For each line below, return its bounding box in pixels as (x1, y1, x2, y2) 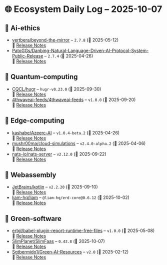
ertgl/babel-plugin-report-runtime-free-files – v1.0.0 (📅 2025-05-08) (11, 227, 155, 233)
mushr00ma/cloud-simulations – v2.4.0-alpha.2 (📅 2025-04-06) (11, 140, 146, 146)
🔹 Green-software (4, 214, 62, 223)
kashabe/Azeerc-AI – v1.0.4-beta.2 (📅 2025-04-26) (11, 129, 120, 135)
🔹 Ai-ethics (4, 23, 40, 32)
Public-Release (11, 53, 43, 58)
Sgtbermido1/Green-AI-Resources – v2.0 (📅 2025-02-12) (11, 249, 129, 255)
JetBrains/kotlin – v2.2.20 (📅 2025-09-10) (11, 184, 98, 190)
